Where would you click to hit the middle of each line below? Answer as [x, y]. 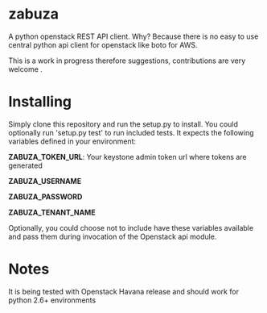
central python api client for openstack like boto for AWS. [103, 44]
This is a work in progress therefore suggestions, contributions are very [127, 61]
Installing [40, 102]
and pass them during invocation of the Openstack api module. [113, 236]
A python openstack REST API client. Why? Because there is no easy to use [133, 36]
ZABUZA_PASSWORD [45, 196]
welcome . [25, 69]
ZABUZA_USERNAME [45, 181]
